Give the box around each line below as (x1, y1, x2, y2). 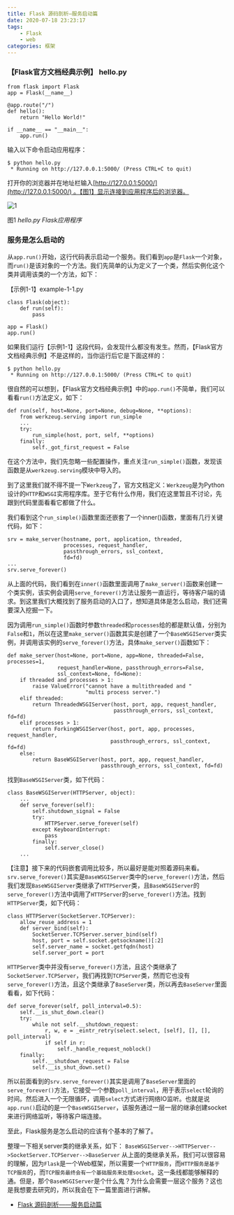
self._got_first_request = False (32, 443, 130, 451)
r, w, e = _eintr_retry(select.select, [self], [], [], (44, 1027, 211, 1034)
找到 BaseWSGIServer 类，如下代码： (7, 775, 107, 783)
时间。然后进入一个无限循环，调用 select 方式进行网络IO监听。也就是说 (7, 1094, 210, 1102)
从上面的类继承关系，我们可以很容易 (121, 1150, 226, 1158)
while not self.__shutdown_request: (32, 1021, 139, 1028)
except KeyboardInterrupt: (32, 826, 111, 833)
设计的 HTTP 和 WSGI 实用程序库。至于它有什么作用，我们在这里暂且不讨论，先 (7, 489, 222, 497)
